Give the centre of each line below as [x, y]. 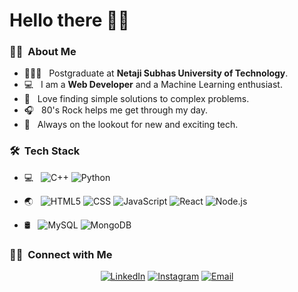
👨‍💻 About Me [43, 52]
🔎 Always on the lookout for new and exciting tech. [131, 125]
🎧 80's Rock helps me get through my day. [115, 110]
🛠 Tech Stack [45, 151]
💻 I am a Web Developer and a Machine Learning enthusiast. [153, 85]
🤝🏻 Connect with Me [61, 254]
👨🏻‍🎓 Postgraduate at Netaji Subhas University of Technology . [156, 73]
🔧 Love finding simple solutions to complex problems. [136, 99]
